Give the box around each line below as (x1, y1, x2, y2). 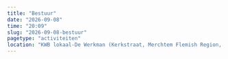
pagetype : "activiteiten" (7, 35, 81, 42)
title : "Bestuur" (7, 9, 57, 17)
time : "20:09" (7, 22, 48, 29)
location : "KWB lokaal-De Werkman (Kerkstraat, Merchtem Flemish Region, (7, 41, 223, 48)
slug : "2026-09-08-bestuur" (7, 28, 88, 36)
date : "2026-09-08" (7, 16, 63, 23)
